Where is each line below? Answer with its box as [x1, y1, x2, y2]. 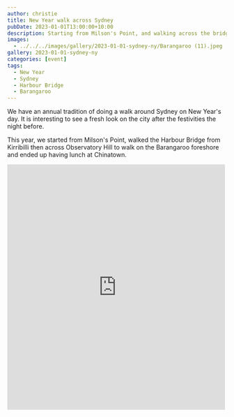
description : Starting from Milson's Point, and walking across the [7, 29, 210, 37]
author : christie [7, 10, 58, 17]
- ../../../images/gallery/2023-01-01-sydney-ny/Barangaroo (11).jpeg [13, 43, 223, 50]
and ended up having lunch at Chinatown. [7, 151, 127, 159]
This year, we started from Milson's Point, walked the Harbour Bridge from [7, 136, 221, 144]
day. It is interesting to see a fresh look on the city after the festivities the [7, 115, 217, 123]
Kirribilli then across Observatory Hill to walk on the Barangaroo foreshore [7, 143, 219, 152]
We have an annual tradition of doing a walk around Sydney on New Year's [7, 108, 221, 116]
